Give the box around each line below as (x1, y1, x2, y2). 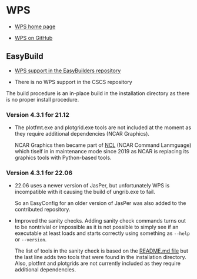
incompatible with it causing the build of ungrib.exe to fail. (14, 189, 155, 196)
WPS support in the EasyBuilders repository (14, 67, 121, 74)
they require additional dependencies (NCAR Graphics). (14, 130, 150, 137)
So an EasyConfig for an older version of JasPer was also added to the (14, 200, 186, 207)
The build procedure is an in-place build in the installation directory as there (6, 89, 190, 97)
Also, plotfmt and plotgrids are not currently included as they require (14, 260, 181, 267)
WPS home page (14, 23, 56, 30)
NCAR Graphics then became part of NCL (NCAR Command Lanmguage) (14, 142, 192, 149)
